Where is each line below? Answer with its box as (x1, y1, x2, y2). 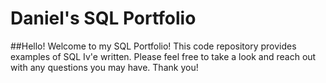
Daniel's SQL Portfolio (10, 7, 197, 30)
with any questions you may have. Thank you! (10, 61, 199, 73)
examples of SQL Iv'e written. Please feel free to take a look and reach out (10, 50, 317, 62)
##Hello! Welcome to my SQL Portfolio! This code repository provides (10, 40, 297, 52)
